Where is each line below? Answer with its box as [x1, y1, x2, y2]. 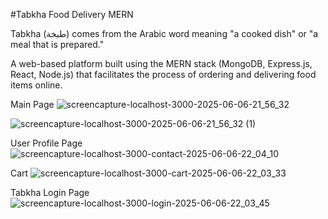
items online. [10, 79, 63, 91]
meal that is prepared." [10, 39, 105, 50]
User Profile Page [10, 137, 83, 149]
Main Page [10, 99, 55, 110]
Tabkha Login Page [10, 187, 90, 198]
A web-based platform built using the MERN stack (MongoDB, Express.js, [10, 58, 313, 69]
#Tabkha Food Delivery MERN [10, 9, 134, 20]
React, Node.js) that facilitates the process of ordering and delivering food [10, 69, 317, 80]
